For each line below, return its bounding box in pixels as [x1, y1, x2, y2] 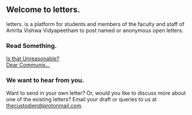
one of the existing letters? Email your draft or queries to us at [6, 96, 157, 103]
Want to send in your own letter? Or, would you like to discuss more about [6, 90, 186, 97]
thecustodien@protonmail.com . [6, 102, 83, 109]
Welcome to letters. [6, 5, 81, 15]
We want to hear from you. [6, 76, 84, 85]
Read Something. [6, 41, 57, 50]
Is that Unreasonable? [6, 55, 60, 62]
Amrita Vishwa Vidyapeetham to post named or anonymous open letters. [6, 27, 184, 34]
